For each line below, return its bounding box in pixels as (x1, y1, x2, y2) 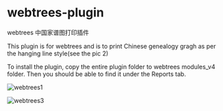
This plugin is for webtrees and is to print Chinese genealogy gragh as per (7, 42, 216, 50)
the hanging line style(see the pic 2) (7, 49, 109, 58)
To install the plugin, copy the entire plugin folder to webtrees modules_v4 (7, 62, 215, 71)
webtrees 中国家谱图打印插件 (7, 28, 90, 36)
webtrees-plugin (7, 5, 105, 21)
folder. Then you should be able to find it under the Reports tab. (7, 70, 187, 78)
